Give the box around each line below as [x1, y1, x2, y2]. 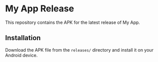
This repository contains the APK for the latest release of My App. [5, 19, 141, 25]
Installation [5, 34, 41, 42]
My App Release [5, 3, 74, 14]
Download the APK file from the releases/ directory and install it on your [5, 47, 154, 53]
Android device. [5, 52, 38, 58]
